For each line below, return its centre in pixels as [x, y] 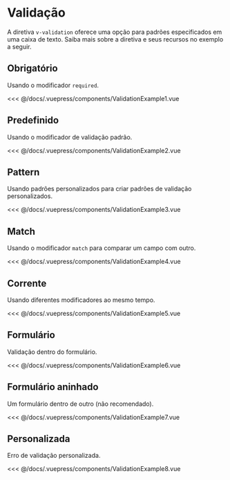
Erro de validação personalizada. [54, 456]
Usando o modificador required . [53, 85]
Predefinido [33, 120]
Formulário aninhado [53, 387]
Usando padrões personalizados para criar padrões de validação [99, 189]
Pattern [23, 172]
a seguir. [20, 46]
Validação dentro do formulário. [52, 352]
